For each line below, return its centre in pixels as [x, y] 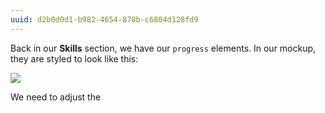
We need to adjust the [56, 97]
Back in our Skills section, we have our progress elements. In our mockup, [163, 48]
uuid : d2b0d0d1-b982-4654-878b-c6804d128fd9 [104, 19]
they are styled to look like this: [74, 58]
